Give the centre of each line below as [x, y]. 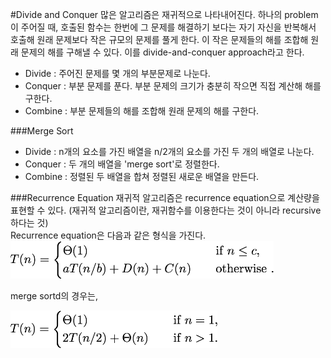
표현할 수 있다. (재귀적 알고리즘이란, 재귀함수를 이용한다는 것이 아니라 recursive [166, 210]
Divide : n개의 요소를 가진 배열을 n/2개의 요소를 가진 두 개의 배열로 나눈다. [169, 151]
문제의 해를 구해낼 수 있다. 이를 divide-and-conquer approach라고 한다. [162, 52]
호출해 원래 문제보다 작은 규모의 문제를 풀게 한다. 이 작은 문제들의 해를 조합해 [159, 39]
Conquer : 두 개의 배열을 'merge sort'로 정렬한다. [122, 164]
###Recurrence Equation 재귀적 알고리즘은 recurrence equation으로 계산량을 [165, 197]
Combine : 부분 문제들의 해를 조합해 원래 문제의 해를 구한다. [142, 111]
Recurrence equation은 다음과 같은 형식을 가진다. [108, 235]
